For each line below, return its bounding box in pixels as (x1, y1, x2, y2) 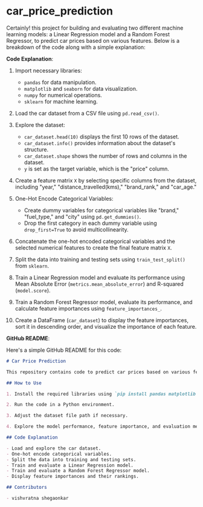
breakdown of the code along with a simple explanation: (6, 44, 146, 51)
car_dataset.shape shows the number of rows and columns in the (24, 152, 187, 160)
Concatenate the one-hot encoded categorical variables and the (14, 237, 175, 245)
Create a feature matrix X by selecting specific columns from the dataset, (14, 176, 197, 184)
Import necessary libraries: (14, 66, 83, 74)
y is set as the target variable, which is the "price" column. (24, 165, 169, 172)
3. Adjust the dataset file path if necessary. (6, 413, 129, 419)
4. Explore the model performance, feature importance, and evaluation (6, 424, 190, 430)
